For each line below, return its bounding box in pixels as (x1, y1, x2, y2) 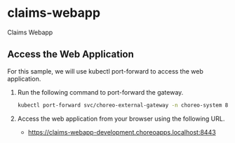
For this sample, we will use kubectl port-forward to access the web (7, 67, 203, 75)
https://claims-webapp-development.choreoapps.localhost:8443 (27, 128, 216, 136)
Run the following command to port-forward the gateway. (17, 88, 184, 96)
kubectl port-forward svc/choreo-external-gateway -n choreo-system (17, 102, 222, 109)
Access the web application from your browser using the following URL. (17, 114, 225, 123)
